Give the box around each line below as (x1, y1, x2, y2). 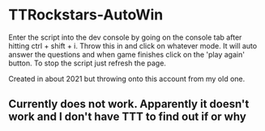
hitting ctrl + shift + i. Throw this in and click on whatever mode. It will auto (8, 40, 258, 50)
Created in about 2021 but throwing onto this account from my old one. (8, 74, 246, 83)
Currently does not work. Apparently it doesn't (8, 97, 250, 111)
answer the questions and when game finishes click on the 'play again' (8, 49, 246, 59)
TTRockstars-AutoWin (8, 6, 164, 24)
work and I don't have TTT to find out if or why (8, 110, 247, 124)
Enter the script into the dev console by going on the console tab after (8, 32, 242, 42)
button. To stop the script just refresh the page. (8, 58, 166, 68)
